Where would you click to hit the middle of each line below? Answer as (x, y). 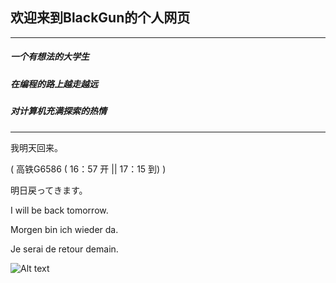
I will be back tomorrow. (59, 210)
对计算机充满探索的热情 (58, 111)
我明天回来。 (36, 147)
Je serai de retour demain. (64, 249)
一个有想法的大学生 (50, 57)
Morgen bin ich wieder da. (64, 229)
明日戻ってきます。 (49, 190)
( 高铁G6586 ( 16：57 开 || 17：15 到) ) (88, 169)
